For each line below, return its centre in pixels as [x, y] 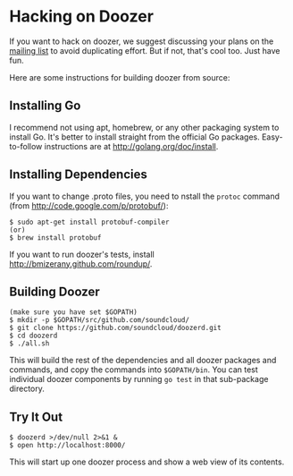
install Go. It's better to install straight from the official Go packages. [135, 137]
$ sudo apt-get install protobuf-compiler [89, 222]
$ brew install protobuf [55, 238]
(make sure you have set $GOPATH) [74, 312]
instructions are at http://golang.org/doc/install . [131, 146]
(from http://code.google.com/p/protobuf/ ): [89, 205]
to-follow [26, 146]
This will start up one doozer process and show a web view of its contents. [147, 462]
